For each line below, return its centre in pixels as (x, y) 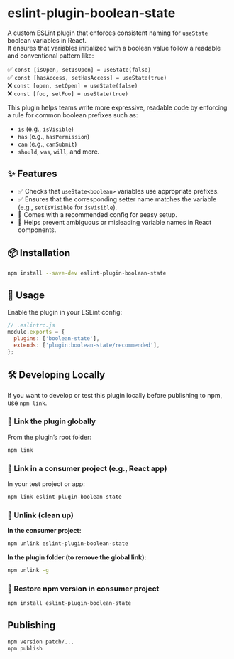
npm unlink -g (28, 570)
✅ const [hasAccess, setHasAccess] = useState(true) (87, 77)
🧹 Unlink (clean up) (41, 515)
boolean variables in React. (47, 40)
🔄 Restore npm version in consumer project (83, 589)
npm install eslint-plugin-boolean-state (69, 603)
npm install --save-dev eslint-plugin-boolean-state (87, 273)
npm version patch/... (41, 642)
